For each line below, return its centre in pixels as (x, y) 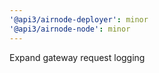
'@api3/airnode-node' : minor (70, 29)
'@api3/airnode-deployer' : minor (79, 19)
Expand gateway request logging (77, 57)
